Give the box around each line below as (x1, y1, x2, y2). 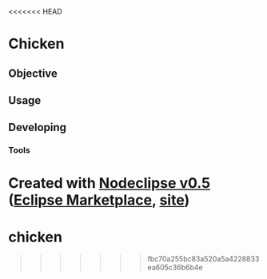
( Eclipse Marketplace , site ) (8, 191, 190, 209)
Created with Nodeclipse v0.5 (8, 174, 210, 193)
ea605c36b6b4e (147, 263, 203, 273)
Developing (8, 121, 66, 134)
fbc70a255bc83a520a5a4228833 (147, 254, 260, 264)
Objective (8, 66, 58, 80)
